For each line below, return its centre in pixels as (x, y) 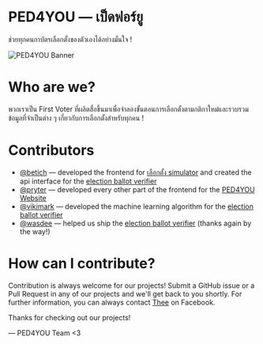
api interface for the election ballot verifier (88, 181)
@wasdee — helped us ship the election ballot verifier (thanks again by (135, 223)
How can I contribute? (82, 263)
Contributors (51, 151)
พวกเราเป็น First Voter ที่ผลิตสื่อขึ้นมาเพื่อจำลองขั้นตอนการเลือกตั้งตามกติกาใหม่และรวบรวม (128, 109)
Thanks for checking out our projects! (70, 317)
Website (33, 198)
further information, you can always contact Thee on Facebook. (112, 302)
